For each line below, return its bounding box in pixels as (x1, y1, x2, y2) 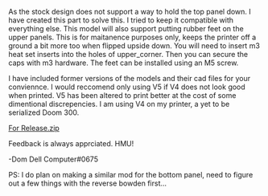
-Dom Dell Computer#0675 (8, 154, 99, 164)
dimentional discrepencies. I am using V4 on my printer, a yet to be (8, 100, 230, 108)
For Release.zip (8, 124, 60, 133)
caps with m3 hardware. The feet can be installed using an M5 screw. (8, 58, 239, 67)
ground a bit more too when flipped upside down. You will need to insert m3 (8, 41, 260, 51)
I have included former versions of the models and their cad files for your (8, 74, 251, 83)
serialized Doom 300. (8, 108, 80, 117)
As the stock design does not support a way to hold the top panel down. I (8, 7, 251, 16)
